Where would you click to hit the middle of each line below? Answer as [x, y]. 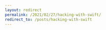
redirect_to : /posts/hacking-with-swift [49, 19]
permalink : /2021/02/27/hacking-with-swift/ [53, 15]
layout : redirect [23, 10]
